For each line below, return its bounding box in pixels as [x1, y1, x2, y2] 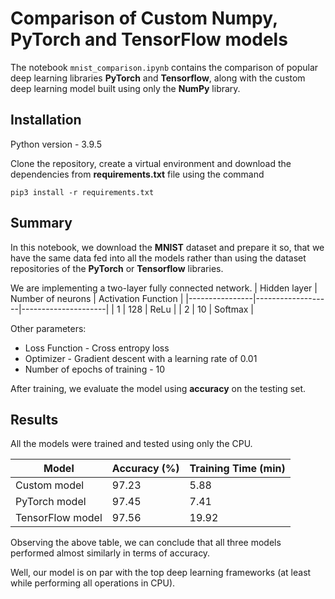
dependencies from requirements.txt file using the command [10, 168, 265, 180]
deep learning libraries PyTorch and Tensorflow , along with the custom [10, 72, 306, 84]
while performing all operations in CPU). [10, 577, 176, 589]
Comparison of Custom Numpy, [10, 7, 278, 30]
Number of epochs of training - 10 [24, 363, 166, 375]
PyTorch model [15, 495, 87, 509]
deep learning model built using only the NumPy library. [10, 82, 241, 94]
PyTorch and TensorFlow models [10, 28, 288, 51]
